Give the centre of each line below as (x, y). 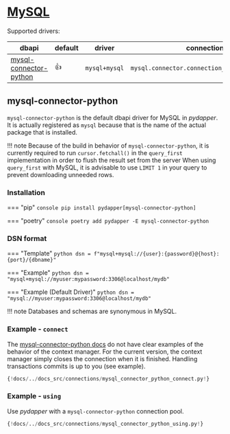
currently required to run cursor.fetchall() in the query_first (95, 152)
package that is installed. (42, 132)
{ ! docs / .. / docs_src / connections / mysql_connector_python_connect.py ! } (108, 378)
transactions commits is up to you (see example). (76, 366)
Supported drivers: (34, 31)
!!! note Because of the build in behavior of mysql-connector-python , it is (108, 146)
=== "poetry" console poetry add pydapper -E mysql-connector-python (108, 221)
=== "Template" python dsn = (49, 253)
